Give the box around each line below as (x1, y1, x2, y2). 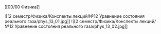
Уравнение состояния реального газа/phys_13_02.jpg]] (15, 23, 128, 29)
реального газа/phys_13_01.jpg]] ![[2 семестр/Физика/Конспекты (4, 19, 139, 24)
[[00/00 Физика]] (4, 4, 40, 10)
